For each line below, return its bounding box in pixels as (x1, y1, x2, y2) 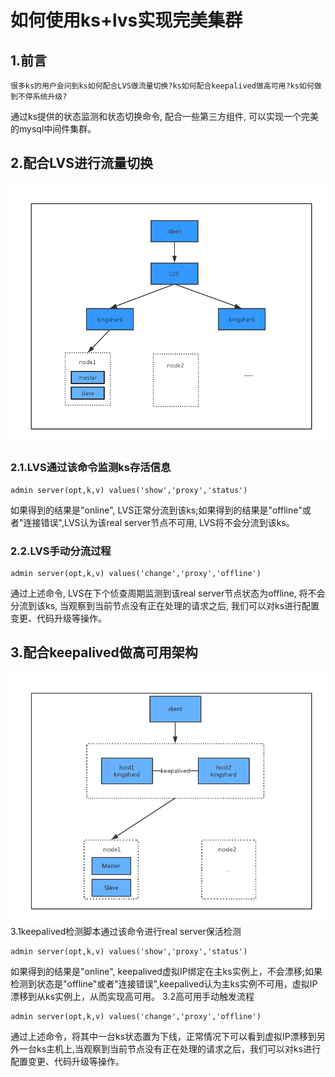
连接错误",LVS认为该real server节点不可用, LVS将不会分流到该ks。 (23, 516, 295, 528)
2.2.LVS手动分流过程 (10, 544, 112, 558)
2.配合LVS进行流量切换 (10, 155, 153, 172)
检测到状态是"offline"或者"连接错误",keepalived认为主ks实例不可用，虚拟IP (10, 977, 318, 990)
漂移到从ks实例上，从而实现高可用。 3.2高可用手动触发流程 (10, 990, 255, 1002)
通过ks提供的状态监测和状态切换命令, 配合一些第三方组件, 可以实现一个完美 (10, 111, 320, 122)
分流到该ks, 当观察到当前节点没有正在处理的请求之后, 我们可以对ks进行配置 (10, 599, 320, 611)
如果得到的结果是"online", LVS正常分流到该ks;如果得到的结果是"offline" (10, 504, 303, 516)
